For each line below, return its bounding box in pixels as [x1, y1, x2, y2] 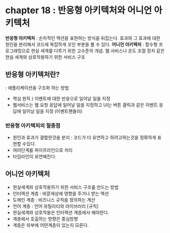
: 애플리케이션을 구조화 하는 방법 [5, 85, 70, 91]
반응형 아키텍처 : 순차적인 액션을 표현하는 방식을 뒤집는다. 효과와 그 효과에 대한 [5, 35, 161, 41]
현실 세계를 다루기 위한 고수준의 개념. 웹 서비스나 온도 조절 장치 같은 [31, 48, 165, 54]
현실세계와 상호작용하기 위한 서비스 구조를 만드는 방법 [12, 184, 119, 190]
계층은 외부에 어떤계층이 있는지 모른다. [12, 222, 89, 228]
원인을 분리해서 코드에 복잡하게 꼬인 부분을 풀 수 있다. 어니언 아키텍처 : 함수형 [5, 41, 158, 47]
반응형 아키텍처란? [5, 70, 60, 79]
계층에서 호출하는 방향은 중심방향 [12, 216, 78, 222]
